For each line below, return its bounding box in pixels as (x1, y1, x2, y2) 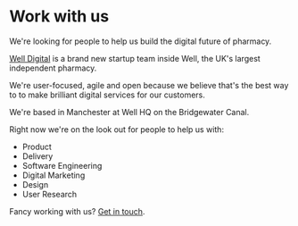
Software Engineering (21, 160, 103, 171)
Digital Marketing (21, 170, 86, 180)
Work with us (9, 6, 110, 27)
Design (21, 179, 49, 189)
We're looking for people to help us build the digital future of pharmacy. (9, 36, 272, 46)
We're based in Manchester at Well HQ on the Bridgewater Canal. (9, 106, 250, 117)
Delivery (21, 150, 54, 162)
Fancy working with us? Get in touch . (9, 205, 145, 216)
